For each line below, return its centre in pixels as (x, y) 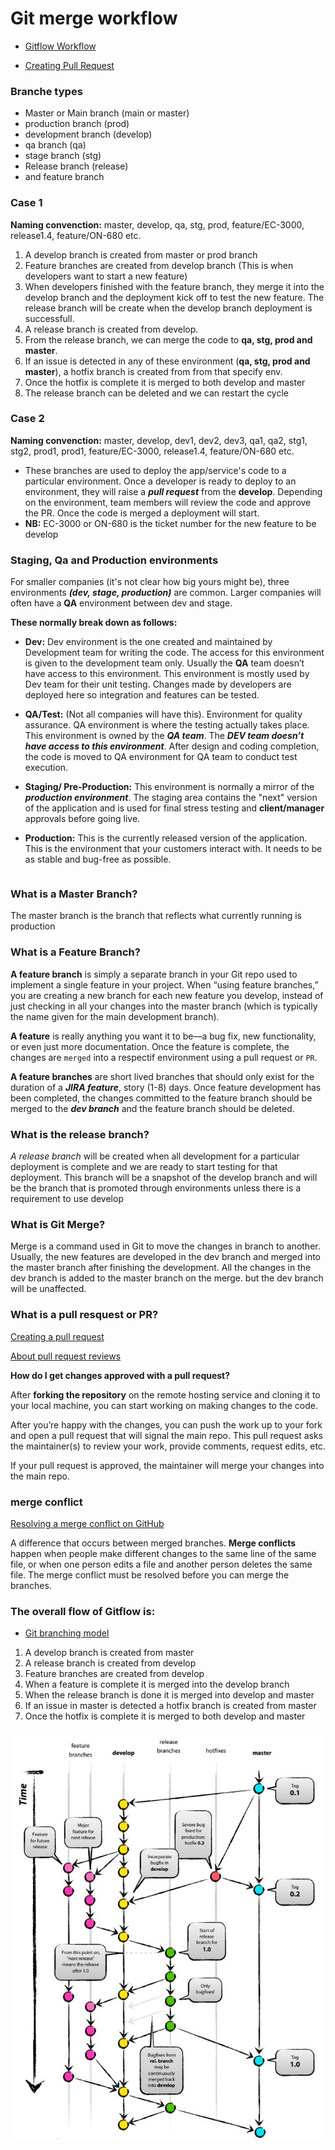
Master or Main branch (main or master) (107, 113)
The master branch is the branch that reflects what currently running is (156, 916)
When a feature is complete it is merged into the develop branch (157, 1684)
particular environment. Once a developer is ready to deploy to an (160, 481)
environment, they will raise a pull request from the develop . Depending (173, 491)
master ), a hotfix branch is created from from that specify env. (153, 371)
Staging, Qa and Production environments (114, 560)
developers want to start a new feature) (106, 276)
